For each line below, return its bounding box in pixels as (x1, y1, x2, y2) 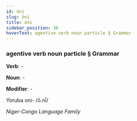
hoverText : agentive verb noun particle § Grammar (6, 30, 132, 36)
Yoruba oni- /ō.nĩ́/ (6, 97, 48, 104)
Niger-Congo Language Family (6, 108, 80, 115)
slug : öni (6, 14, 30, 20)
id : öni (6, 8, 25, 15)
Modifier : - (6, 85, 33, 92)
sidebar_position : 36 (6, 25, 59, 31)
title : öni (6, 19, 33, 25)
